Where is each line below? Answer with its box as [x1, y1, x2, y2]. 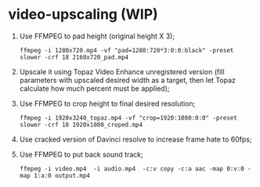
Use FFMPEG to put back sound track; [19, 149, 143, 159]
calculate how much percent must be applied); [19, 84, 170, 93]
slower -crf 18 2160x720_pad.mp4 [19, 53, 129, 61]
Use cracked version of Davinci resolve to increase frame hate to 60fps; [19, 135, 252, 144]
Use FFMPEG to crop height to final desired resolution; [19, 99, 196, 108]
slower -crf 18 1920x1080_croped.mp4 [19, 120, 143, 128]
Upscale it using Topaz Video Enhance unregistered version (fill [19, 67, 225, 76]
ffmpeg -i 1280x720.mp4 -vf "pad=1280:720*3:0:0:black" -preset [19, 46, 234, 54]
